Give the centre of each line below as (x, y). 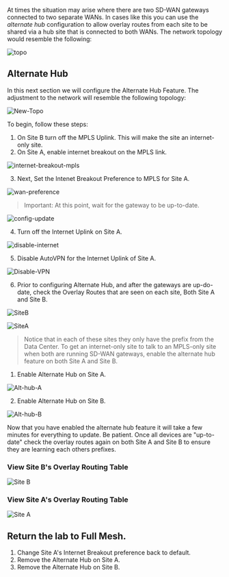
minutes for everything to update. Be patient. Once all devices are (100, 434)
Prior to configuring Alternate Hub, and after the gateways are (104, 284)
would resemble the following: (50, 39)
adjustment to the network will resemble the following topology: (97, 97)
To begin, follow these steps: (48, 124)
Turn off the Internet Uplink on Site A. (69, 232)
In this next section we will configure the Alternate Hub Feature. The (103, 90)
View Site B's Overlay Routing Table (68, 467)
